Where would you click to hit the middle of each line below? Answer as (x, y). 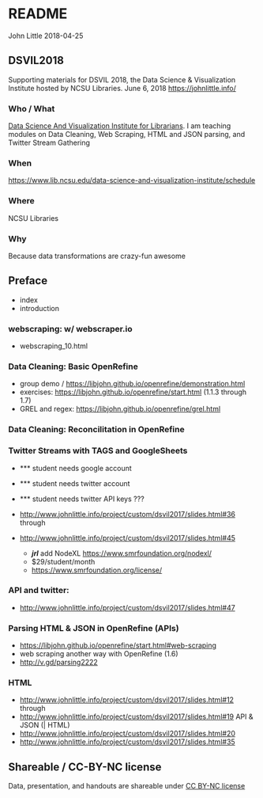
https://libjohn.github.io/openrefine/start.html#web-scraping (118, 645)
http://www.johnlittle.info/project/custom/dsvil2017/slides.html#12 (127, 700)
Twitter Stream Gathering (49, 142)
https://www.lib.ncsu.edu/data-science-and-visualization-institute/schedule (132, 180)
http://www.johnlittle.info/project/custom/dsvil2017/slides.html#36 (127, 514)
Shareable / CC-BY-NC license (85, 767)
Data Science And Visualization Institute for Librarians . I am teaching (120, 126)
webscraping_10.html (54, 346)
